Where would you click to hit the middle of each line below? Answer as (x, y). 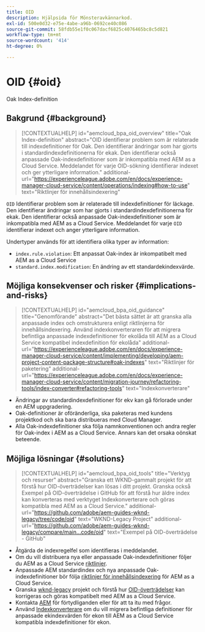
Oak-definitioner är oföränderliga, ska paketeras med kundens (94, 413)
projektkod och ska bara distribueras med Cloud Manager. (88, 420)
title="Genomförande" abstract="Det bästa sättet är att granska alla (106, 317)
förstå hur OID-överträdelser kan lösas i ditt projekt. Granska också (106, 487)
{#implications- (166, 286)
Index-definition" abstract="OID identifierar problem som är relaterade (110, 139)
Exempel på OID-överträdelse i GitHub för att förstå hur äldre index (106, 493)
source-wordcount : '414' (38, 40)
